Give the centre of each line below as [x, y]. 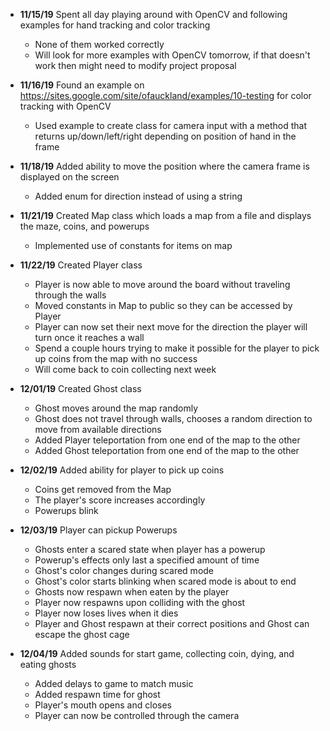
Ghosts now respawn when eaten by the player [132, 592]
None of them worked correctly [99, 44]
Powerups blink [66, 510]
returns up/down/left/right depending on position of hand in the [165, 136]
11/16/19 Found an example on [82, 85]
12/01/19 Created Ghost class [80, 388]
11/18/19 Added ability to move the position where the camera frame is [164, 166]
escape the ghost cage [82, 634]
